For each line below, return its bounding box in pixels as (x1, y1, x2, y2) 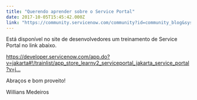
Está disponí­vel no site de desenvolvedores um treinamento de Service (6, 36, 178, 43)
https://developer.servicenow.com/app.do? (6, 54, 110, 61)
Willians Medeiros (6, 89, 49, 96)
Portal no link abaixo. (6, 42, 57, 49)
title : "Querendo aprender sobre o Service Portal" (6, 8, 135, 15)
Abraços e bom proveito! (6, 77, 66, 84)
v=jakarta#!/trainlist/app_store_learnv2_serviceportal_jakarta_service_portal (6, 59, 189, 66)
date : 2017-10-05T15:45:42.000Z (6, 14, 85, 20)
